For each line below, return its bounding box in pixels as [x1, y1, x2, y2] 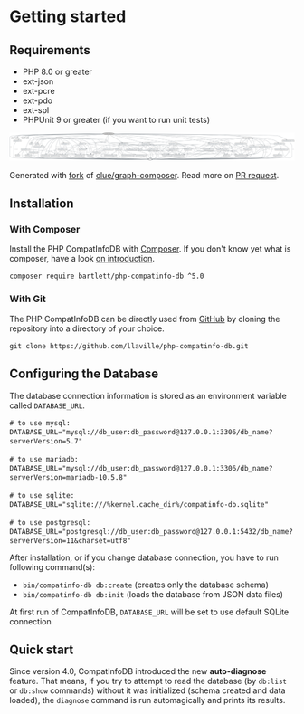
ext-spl [22, 105, 50, 115]
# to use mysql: [9, 418, 71, 427]
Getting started [9, 6, 127, 27]
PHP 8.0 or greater [22, 66, 93, 77]
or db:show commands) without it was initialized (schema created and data [9, 685, 286, 696]
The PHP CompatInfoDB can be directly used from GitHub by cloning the [9, 313, 280, 324]
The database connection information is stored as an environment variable [9, 390, 287, 401]
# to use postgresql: [9, 518, 91, 527]
